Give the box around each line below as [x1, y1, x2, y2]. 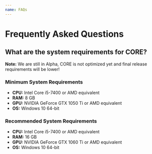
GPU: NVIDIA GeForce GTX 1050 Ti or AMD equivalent [12, 100, 122, 106]
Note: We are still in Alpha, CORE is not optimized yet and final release [5, 61, 148, 67]
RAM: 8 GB [12, 94, 35, 101]
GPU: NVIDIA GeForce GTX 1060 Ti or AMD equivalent [12, 139, 122, 145]
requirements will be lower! [5, 66, 60, 72]
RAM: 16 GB [12, 134, 37, 140]
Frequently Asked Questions [5, 28, 124, 39]
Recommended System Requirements [5, 118, 97, 124]
